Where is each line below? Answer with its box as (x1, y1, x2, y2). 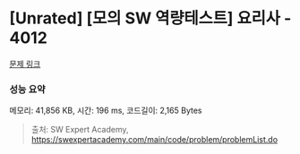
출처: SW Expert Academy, (30, 124, 129, 135)
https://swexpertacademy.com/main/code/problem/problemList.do (30, 134, 279, 145)
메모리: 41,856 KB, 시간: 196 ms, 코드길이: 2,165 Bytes (9, 105, 202, 116)
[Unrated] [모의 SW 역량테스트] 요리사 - (9, 8, 292, 29)
